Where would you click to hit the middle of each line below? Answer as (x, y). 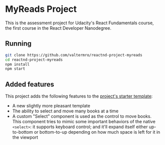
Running (19, 44)
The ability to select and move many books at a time (65, 111)
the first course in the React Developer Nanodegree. (58, 28)
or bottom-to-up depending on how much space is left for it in (97, 132)
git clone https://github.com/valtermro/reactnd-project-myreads (74, 55)
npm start (15, 69)
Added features (30, 84)
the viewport (25, 138)
